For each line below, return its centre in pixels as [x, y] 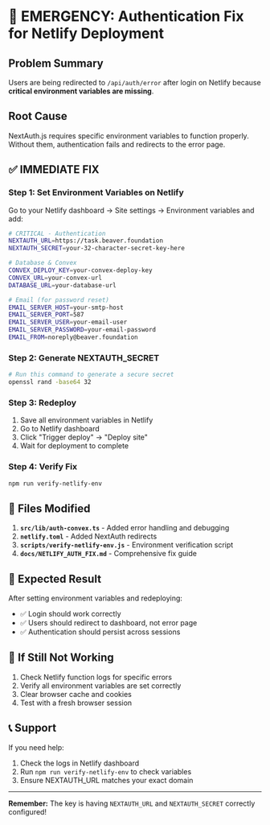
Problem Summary [56, 63]
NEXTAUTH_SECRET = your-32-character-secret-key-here [96, 249]
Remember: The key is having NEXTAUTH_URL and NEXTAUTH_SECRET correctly [132, 803]
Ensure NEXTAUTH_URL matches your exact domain [106, 780]
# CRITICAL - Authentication [57, 233]
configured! [27, 811]
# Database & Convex [43, 263]
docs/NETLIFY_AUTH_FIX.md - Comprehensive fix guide [108, 554]
